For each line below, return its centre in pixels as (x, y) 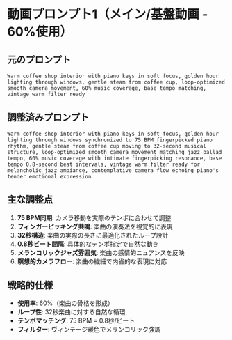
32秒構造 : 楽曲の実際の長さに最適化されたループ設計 (93, 235)
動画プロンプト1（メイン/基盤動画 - (108, 14)
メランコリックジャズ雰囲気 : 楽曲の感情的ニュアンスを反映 (101, 252)
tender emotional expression (49, 176)
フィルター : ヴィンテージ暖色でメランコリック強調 (89, 330)
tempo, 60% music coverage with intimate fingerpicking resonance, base (115, 158)
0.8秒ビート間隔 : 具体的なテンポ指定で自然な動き (88, 244)
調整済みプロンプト (48, 117)
